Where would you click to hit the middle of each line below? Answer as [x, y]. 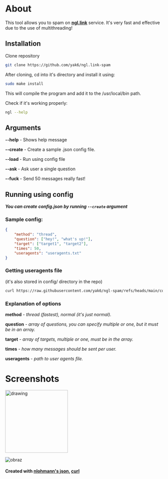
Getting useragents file [34, 271]
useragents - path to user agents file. [44, 358]
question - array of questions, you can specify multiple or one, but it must [82, 324]
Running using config [39, 194]
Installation [23, 44]
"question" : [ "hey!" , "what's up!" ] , [53, 239]
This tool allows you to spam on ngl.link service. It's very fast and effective [82, 23]
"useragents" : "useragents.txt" [48, 253]
